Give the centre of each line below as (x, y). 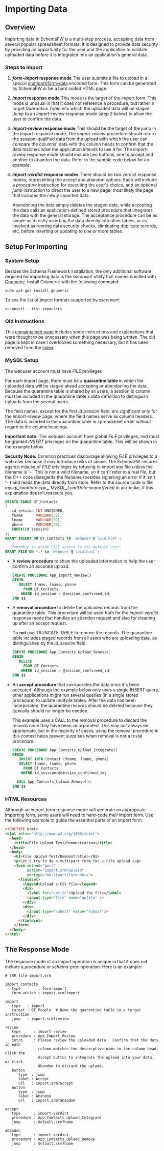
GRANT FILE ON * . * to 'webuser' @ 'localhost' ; (52, 552)
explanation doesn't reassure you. (39, 493)
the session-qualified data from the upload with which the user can (80, 139)
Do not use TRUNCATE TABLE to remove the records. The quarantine (82, 633)
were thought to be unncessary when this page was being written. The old (80, 337)
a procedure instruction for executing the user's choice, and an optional (84, 185)
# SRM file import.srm (28, 975)
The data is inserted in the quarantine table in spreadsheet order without (78, 421)
